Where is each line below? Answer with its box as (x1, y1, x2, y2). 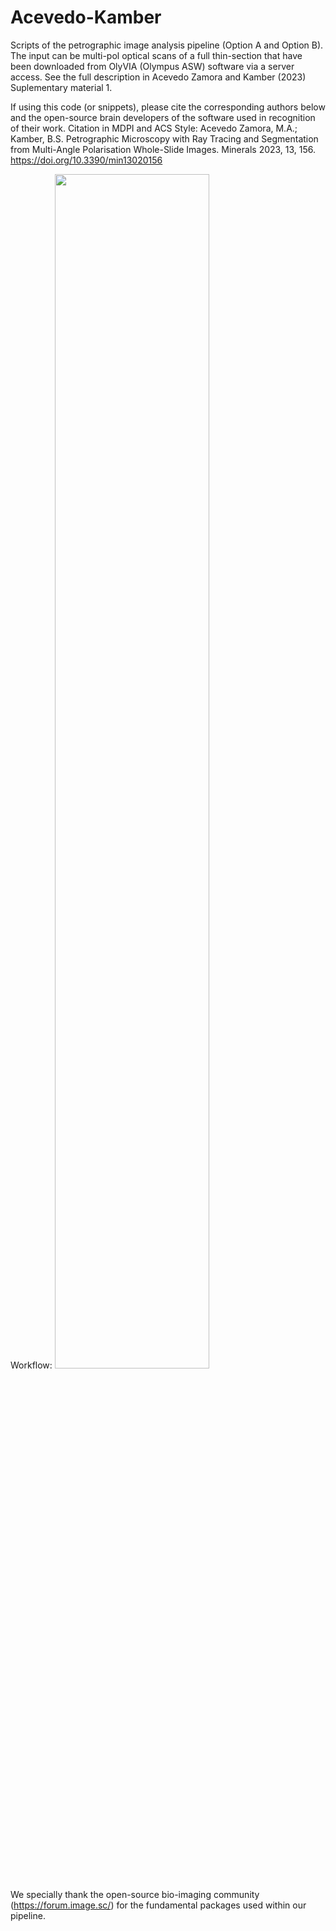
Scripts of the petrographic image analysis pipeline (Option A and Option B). (10, 39, 324, 51)
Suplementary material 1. (10, 81, 113, 93)
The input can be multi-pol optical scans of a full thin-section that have (10, 49, 303, 61)
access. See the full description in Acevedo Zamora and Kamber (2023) (10, 71, 307, 83)
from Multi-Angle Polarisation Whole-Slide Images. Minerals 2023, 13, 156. (10, 143, 317, 155)
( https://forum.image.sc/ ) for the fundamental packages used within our (10, 1899, 307, 1911)
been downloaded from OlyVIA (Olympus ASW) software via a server (10, 60, 295, 72)
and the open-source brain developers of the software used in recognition (10, 111, 316, 123)
